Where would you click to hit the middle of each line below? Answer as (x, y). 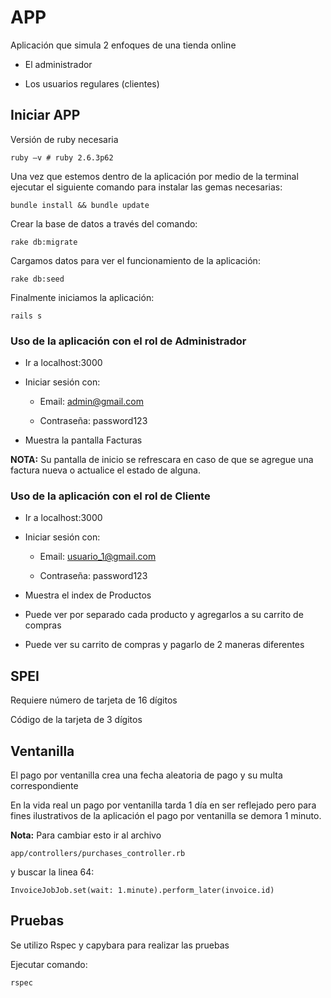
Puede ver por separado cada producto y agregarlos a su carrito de (164, 615)
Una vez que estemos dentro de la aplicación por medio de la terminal (154, 176)
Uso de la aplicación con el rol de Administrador (128, 341)
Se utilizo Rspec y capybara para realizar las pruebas (120, 945)
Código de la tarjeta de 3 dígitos (76, 720)
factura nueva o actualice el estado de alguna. (105, 470)
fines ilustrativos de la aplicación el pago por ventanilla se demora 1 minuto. (166, 815)
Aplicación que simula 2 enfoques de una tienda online (123, 45)
